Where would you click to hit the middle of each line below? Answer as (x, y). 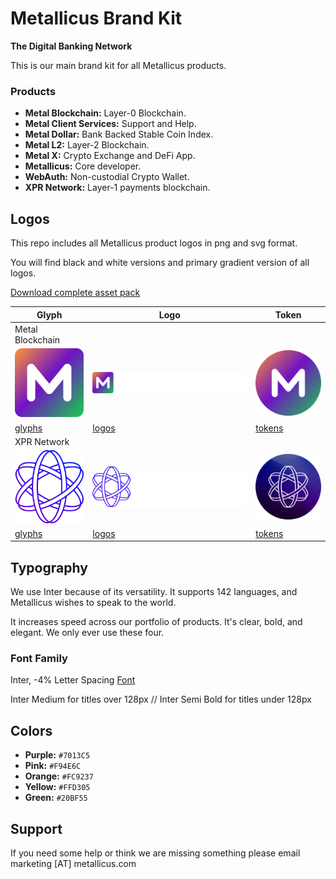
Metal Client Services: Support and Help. (110, 124)
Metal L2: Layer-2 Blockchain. (87, 145)
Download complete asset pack (75, 293)
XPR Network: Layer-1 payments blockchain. (117, 188)
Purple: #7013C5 (57, 755)
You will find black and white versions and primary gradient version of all (160, 263)
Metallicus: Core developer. (83, 166)
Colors (31, 730)
